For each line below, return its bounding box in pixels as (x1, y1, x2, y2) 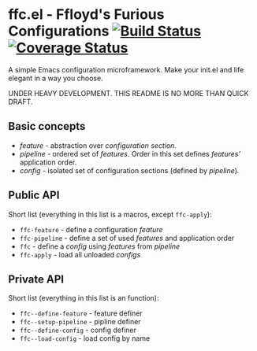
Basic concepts (8, 120, 86, 133)
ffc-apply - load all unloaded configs (19, 249, 141, 259)
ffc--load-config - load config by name (19, 334, 151, 343)
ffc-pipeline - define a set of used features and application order (19, 233, 235, 242)
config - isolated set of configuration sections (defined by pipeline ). (19, 165, 240, 175)
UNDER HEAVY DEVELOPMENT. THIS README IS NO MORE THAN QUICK (8, 88, 249, 98)
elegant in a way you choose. (8, 73, 104, 83)
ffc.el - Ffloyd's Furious (8, 6, 165, 24)
